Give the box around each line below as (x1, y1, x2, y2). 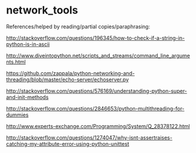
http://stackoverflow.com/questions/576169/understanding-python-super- (6, 87, 187, 94)
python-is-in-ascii (6, 41, 50, 48)
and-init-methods (6, 94, 49, 101)
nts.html (6, 58, 26, 65)
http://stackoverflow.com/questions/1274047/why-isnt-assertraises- (6, 134, 173, 141)
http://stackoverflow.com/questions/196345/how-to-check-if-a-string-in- (6, 34, 185, 41)
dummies (6, 111, 29, 118)
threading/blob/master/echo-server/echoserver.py (6, 76, 129, 83)
